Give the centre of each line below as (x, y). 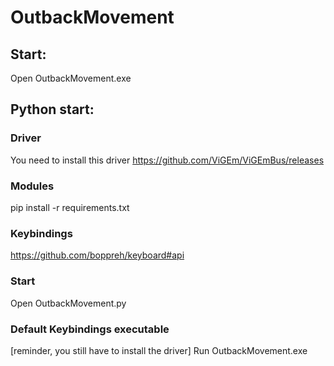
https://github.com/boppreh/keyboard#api (97, 255)
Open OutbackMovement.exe (71, 78)
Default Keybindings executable (90, 329)
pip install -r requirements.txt (70, 207)
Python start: (52, 109)
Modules (32, 186)
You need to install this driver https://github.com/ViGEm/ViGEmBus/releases (167, 160)
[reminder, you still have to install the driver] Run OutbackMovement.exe (159, 350)
